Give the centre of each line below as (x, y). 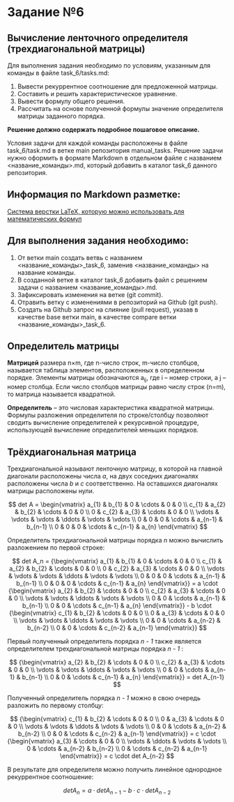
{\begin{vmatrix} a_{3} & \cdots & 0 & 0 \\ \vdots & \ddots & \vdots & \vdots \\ (117, 741)
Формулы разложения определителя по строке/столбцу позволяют (108, 415)
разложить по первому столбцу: (55, 706)
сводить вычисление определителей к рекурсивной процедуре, (103, 423)
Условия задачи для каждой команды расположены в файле (97, 143)
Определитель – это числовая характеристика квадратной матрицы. (111, 408)
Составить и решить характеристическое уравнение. (97, 94)
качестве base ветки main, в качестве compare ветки (97, 317)
